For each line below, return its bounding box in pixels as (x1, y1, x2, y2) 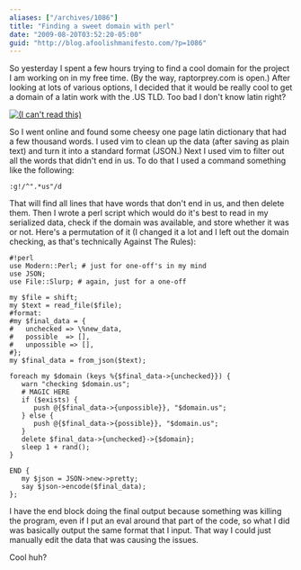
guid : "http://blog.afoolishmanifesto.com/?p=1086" (9, 38, 207, 48)
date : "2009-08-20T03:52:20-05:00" (9, 30, 143, 39)
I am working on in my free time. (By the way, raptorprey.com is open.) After (9, 73, 290, 84)
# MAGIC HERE (21, 388, 70, 397)
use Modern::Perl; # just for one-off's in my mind (9, 262, 207, 271)
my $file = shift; (9, 294, 78, 303)
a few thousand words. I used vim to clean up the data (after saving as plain (9, 136, 289, 147)
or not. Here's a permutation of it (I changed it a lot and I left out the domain (9, 227, 289, 238)
